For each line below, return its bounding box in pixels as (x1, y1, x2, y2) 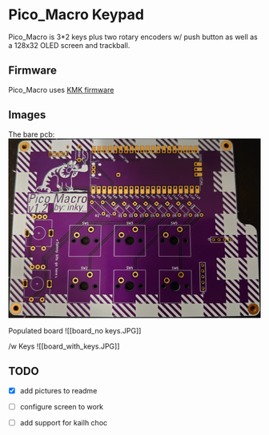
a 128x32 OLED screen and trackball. (8, 40, 130, 50)
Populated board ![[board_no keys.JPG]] (8, 325, 142, 335)
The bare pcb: (8, 130, 55, 139)
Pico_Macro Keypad (8, 6, 144, 24)
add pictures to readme (19, 385, 98, 395)
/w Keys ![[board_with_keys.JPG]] (8, 341, 120, 351)
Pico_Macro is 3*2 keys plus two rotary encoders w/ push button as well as (8, 32, 258, 42)
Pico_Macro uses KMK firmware (8, 85, 114, 94)
